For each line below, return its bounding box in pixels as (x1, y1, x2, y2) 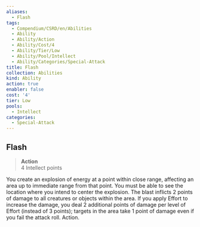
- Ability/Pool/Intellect (11, 53, 76, 59)
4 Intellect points (20, 164, 63, 171)
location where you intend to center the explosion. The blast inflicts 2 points (6, 188, 193, 195)
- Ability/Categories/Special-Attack (11, 59, 106, 65)
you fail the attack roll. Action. (6, 213, 79, 221)
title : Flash (6, 64, 39, 70)
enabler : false (6, 87, 44, 93)
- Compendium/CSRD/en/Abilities (11, 25, 93, 32)
